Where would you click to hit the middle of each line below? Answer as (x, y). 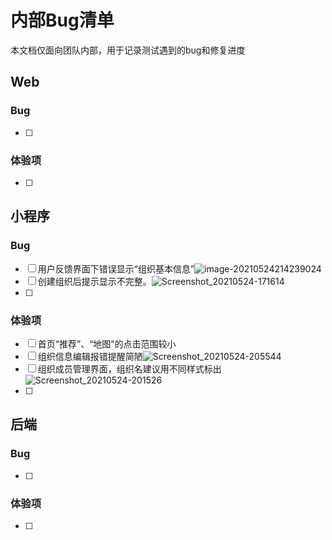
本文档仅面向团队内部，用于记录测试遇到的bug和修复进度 (128, 50)
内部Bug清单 (62, 20)
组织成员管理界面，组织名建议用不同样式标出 (129, 368)
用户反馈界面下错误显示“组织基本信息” (116, 268)
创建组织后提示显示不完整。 (94, 281)
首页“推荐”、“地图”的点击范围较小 (107, 343)
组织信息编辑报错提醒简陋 (90, 356)
